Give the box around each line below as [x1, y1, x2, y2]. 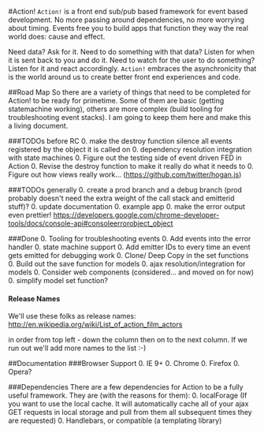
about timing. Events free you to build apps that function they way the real [8, 24, 248, 32]
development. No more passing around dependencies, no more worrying [8, 15, 245, 24]
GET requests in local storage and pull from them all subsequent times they [8, 408, 252, 417]
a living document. [8, 121, 69, 130]
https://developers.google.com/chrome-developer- [53, 211, 220, 219]
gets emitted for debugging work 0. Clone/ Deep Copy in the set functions [8, 251, 249, 259]
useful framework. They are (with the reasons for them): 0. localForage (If [8, 390, 247, 401]
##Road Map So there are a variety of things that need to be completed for [8, 88, 251, 97]
